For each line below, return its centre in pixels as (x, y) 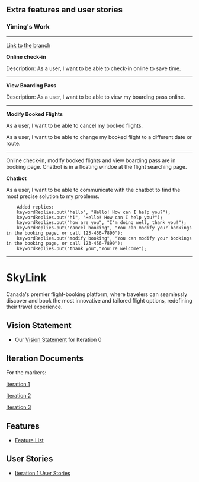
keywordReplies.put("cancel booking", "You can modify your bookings (105, 228)
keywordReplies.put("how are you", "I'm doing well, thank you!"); (102, 222)
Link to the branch (28, 45)
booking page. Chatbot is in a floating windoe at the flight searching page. (97, 166)
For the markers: (26, 373)
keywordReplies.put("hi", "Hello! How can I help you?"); (90, 217)
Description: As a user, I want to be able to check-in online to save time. (94, 68)
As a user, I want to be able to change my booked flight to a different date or (99, 137)
